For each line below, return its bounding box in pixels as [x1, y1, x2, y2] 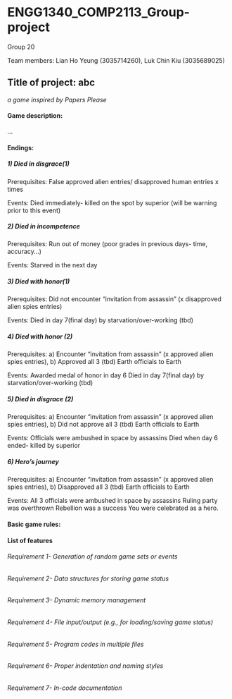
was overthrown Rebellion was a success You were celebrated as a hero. [7, 504, 219, 512]
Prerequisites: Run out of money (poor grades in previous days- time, [7, 240, 208, 248]
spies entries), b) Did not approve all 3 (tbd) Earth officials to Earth [7, 420, 200, 429]
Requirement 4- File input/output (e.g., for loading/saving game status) [7, 618, 214, 626]
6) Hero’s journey [7, 457, 60, 466]
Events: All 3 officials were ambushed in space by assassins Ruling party [7, 497, 218, 505]
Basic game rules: [7, 520, 61, 528]
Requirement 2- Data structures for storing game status [7, 574, 169, 583]
